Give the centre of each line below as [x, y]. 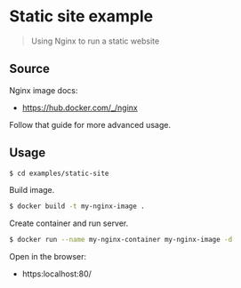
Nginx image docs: [44, 90]
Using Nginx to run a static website [95, 41]
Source [30, 69]
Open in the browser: [48, 257]
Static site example [81, 16]
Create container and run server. [69, 223]
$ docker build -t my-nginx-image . [77, 206]
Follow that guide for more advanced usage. [90, 124]
